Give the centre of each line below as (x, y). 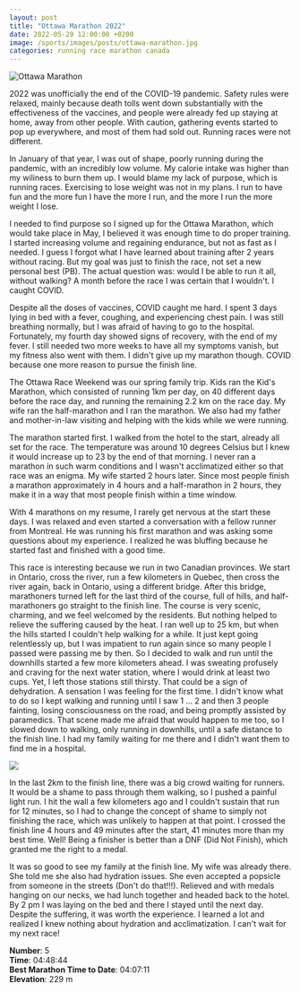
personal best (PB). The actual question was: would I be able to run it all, (143, 272)
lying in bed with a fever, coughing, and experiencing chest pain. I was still (146, 317)
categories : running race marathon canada (90, 51)
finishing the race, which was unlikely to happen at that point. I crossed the (148, 821)
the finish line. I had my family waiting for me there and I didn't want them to (150, 739)
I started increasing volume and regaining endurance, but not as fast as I (143, 243)
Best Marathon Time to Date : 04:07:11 (80, 970)
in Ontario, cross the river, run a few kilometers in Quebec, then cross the (145, 577)
